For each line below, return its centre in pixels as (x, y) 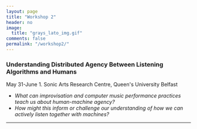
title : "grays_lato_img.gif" (47, 33)
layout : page (22, 11)
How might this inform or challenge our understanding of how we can (99, 108)
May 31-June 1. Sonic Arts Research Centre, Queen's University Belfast (92, 85)
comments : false (26, 39)
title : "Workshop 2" (31, 17)
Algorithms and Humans (42, 72)
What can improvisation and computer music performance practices (98, 96)
